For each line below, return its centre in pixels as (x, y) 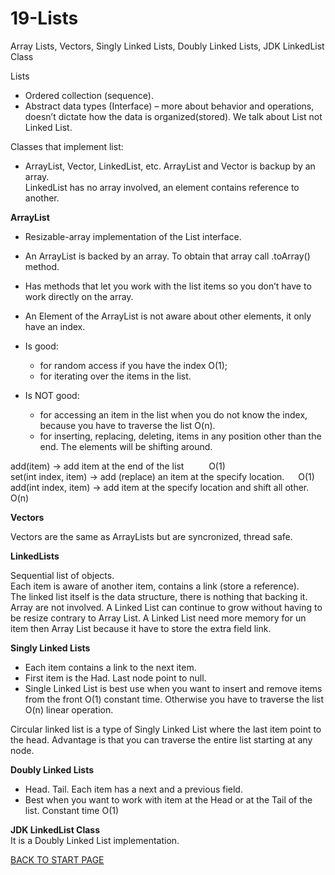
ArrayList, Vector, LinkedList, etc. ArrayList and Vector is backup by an (170, 166)
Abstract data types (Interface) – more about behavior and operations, (169, 106)
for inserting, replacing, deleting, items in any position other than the (180, 436)
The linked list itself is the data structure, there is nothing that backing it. (159, 596)
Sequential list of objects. (62, 575)
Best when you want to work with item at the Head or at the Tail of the (168, 799)
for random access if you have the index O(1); (133, 365)
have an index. (55, 326)
